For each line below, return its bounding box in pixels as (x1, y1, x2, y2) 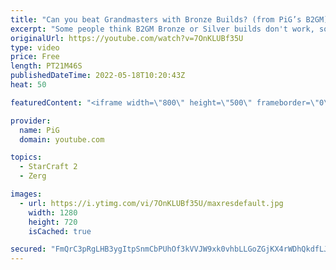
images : (10, 189, 43, 199)
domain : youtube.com (19, 134, 105, 145)
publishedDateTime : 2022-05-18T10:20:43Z (10, 71, 186, 81)
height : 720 (28, 217, 78, 227)
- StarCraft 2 (19, 162, 78, 172)
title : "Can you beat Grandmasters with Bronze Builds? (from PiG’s (10, 14, 302, 25)
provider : (10, 116, 52, 126)
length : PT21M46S (10, 61, 83, 71)
